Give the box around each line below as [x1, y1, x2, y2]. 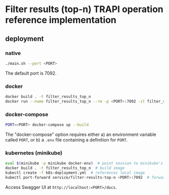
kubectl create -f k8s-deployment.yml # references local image [5, 170, 145, 175]
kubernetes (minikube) [5, 149, 63, 156]
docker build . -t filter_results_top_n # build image [5, 166, 125, 171]
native [5, 50, 21, 57]
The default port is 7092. [5, 70, 57, 76]
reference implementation [5, 14, 117, 26]
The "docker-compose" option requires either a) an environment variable [5, 131, 156, 137]
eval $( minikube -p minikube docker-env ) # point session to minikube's [5, 161, 163, 166]
